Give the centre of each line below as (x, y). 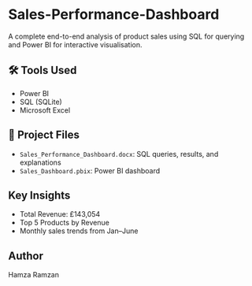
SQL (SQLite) (41, 102)
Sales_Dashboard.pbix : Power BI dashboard (90, 170)
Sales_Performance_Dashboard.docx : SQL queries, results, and (119, 154)
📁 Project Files (44, 135)
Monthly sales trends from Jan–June (79, 231)
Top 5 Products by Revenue (65, 223)
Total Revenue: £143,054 (60, 214)
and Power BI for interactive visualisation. (76, 44)
